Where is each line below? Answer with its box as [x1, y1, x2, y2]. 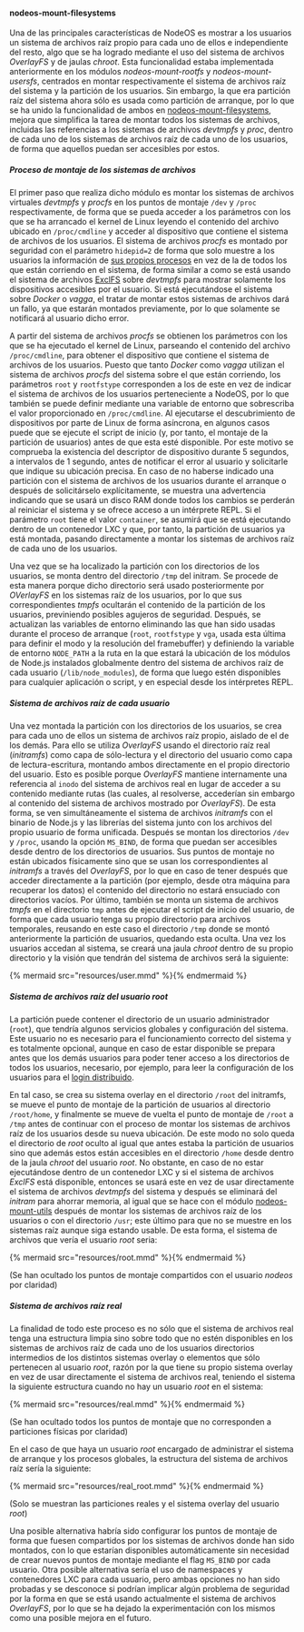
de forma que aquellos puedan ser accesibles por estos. [9, 144, 221, 155]
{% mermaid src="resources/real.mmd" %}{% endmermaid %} [9, 1399, 245, 1410]
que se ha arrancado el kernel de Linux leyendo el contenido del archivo [9, 217, 279, 227]
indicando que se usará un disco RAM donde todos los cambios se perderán [9, 495, 295, 506]
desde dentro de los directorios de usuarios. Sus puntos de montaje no [9, 846, 275, 857]
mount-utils [9, 1205, 53, 1216]
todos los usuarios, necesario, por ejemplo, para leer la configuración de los [9, 1063, 294, 1073]
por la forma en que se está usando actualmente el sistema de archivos [9, 1593, 277, 1605]
